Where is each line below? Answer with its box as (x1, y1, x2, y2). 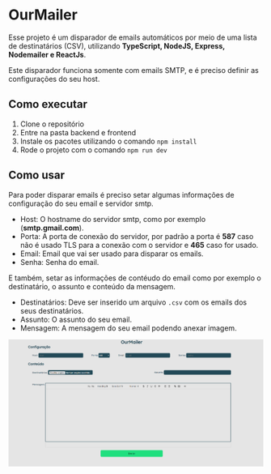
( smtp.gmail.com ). (19, 223, 84, 233)
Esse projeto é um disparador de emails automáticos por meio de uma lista (8, 32, 257, 42)
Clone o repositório (19, 119, 85, 129)
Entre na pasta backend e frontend (19, 127, 136, 137)
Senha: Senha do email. (19, 257, 100, 267)
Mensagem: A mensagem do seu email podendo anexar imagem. (19, 322, 237, 333)
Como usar (8, 169, 66, 182)
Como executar (8, 97, 87, 111)
